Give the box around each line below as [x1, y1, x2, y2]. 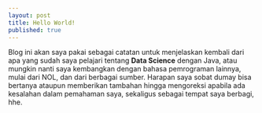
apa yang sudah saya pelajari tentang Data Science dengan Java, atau [8, 56, 238, 65]
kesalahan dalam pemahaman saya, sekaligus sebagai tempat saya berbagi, [8, 89, 254, 99]
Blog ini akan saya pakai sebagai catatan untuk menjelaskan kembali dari [8, 48, 245, 57]
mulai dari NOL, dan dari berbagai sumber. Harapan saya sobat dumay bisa [8, 72, 252, 82]
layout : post [8, 11, 51, 20]
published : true [8, 26, 61, 34]
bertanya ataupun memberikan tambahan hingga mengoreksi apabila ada [8, 81, 245, 90]
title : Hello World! [8, 19, 76, 27]
